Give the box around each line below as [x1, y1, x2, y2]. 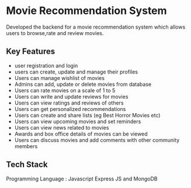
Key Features [6, 47, 55, 57]
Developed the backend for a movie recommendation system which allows [6, 23, 186, 30]
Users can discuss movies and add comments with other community [14, 136, 180, 144]
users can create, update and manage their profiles [14, 68, 138, 75]
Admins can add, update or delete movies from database [14, 81, 152, 88]
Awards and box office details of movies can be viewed [14, 130, 148, 137]
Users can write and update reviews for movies [14, 93, 129, 100]
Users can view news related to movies [14, 124, 109, 131]
